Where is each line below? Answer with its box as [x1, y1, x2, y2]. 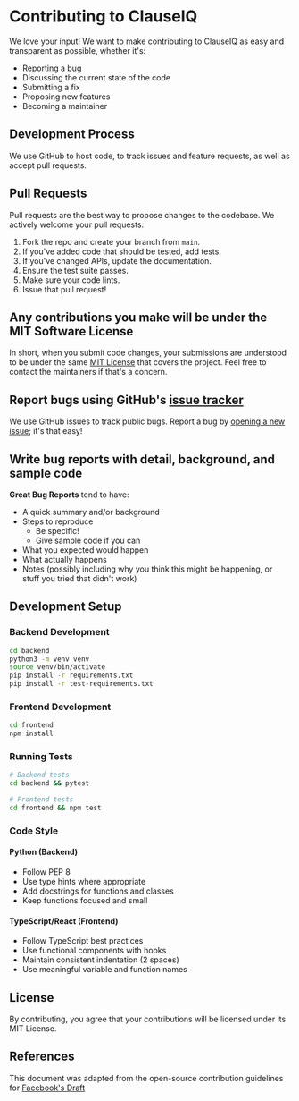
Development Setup [9, 599, 122, 614]
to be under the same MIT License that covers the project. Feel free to [9, 357, 267, 368]
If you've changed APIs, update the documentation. [21, 255, 212, 266]
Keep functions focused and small [21, 895, 148, 906]
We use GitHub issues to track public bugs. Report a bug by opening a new [9, 416, 286, 427]
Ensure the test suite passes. [21, 265, 129, 275]
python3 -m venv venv [9, 655, 90, 664]
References [9, 1049, 75, 1064]
